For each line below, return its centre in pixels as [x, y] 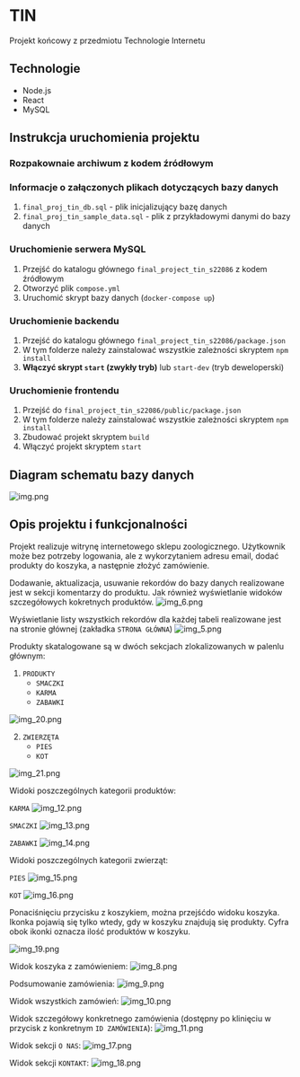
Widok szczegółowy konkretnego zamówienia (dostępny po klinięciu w [140, 1018]
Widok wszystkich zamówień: [64, 1001]
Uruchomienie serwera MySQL [78, 250]
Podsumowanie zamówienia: [62, 984]
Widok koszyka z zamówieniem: [69, 966]
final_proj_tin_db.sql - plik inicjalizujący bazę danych [124, 207]
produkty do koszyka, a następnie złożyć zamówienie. [110, 565]
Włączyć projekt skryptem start [82, 446]
